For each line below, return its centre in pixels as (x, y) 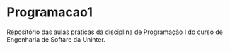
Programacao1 (50, 12)
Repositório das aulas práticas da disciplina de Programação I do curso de (115, 32)
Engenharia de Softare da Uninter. (56, 39)
